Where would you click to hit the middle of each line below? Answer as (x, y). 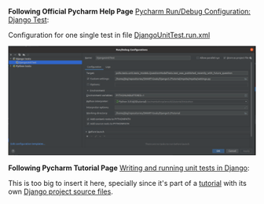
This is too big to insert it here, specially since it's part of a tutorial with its (128, 183)
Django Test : (29, 20)
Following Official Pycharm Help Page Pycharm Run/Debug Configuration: (130, 11)
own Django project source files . (61, 191)
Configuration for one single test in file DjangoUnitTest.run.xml (109, 35)
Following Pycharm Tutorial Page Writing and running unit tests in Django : (129, 168)
